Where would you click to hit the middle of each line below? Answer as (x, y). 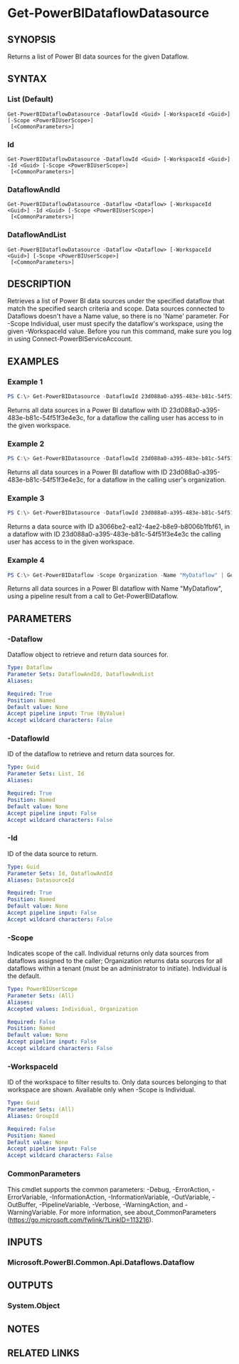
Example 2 (26, 444)
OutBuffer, (22, 1204)
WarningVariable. (33, 1212)
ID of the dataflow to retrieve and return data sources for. (91, 754)
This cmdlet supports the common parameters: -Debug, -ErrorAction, (109, 1189)
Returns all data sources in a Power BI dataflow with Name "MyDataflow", (115, 589)
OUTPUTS (30, 1286)
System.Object (34, 1306)
